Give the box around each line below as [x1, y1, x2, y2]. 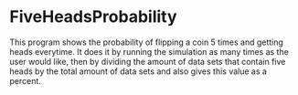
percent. [9, 75, 41, 86]
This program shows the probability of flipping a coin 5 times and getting [9, 37, 283, 47]
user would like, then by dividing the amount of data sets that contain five [9, 56, 286, 67]
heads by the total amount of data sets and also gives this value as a [9, 66, 268, 77]
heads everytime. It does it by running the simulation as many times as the [9, 46, 290, 57]
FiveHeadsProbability [9, 6, 177, 27]
